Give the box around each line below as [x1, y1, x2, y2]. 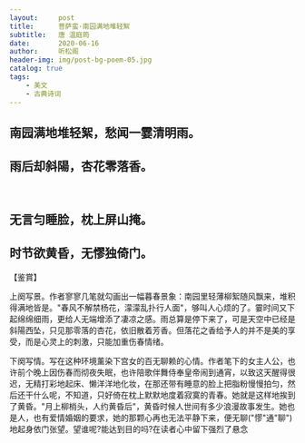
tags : [9, 73, 30, 82]
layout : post [9, 13, 75, 23]
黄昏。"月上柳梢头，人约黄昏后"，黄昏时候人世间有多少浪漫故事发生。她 [16, 400, 288, 411]
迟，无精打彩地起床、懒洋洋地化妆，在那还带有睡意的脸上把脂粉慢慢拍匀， [9, 378, 288, 389]
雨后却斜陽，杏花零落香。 [9, 159, 152, 174]
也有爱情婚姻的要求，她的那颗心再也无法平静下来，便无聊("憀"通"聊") [33, 412, 293, 423]
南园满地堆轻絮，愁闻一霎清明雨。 [9, 124, 201, 141]
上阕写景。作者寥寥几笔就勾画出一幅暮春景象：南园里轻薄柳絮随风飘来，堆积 [9, 290, 296, 301]
